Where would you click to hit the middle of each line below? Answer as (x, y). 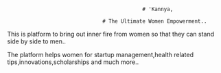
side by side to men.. (37, 41)
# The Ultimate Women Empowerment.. (154, 21)
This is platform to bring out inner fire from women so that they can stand (111, 34)
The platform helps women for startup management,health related (101, 55)
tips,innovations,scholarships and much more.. (73, 62)
